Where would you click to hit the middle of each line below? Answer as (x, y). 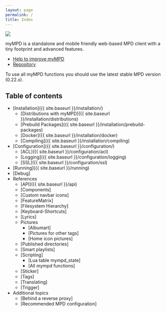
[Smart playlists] (38, 250)
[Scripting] (32, 255)
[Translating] (34, 282)
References (25, 179)
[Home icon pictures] (50, 239)
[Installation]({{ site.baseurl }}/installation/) (58, 108)
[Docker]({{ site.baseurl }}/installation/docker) (69, 136)
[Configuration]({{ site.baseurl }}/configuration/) (64, 146)
